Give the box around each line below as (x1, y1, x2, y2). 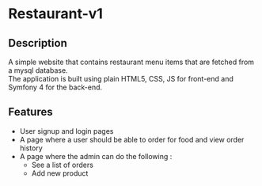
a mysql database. (8, 66, 69, 75)
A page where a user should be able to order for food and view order (19, 135, 245, 144)
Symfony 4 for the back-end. (8, 82, 103, 92)
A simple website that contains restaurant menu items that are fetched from (8, 57, 255, 66)
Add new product (31, 168, 89, 178)
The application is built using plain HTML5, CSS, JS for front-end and (8, 74, 234, 83)
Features (8, 105, 53, 119)
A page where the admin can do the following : (19, 151, 173, 161)
